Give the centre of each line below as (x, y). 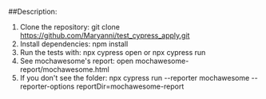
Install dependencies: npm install (74, 44)
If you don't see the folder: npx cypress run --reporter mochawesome (135, 78)
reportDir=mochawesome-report (130, 86)
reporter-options (47, 86)
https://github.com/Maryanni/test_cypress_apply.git (105, 36)
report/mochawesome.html (64, 69)
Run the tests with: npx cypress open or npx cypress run (113, 52)
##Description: (33, 12)
